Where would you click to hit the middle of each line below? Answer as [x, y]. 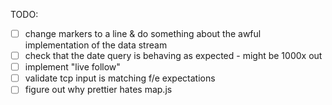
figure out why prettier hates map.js [98, 90]
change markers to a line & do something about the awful [143, 33]
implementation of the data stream [96, 45]
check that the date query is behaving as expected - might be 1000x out [173, 56]
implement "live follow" [72, 67]
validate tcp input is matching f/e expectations [120, 78]
